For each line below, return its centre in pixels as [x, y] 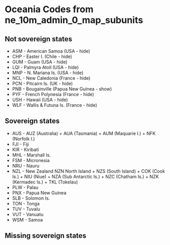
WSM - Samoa [27, 220]
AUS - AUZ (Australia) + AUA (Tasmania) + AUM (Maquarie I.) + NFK [84, 133]
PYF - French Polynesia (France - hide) [53, 94]
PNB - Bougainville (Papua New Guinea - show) [62, 89]
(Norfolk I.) [23, 139]
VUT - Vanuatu [28, 214]
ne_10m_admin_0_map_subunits [74, 20]
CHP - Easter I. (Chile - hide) [42, 56]
